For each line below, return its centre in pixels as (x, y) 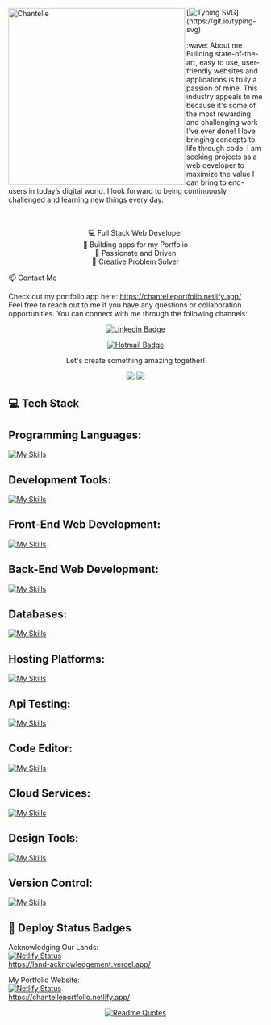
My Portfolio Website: (44, 980)
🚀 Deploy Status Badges (70, 928)
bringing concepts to (221, 140)
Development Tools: (60, 480)
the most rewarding (219, 114)
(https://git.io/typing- (221, 21)
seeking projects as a (222, 157)
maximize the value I (221, 174)
